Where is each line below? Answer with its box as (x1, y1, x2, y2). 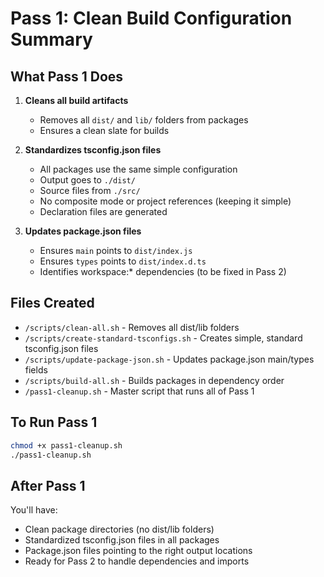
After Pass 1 (10, 477, 86, 494)
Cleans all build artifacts (24, 95, 129, 106)
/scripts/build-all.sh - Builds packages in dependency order (24, 374, 285, 386)
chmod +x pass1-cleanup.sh (10, 440, 123, 451)
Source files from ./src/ (39, 185, 141, 196)
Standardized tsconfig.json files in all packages (24, 534, 220, 546)
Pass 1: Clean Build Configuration (10, 7, 293, 30)
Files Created (10, 295, 95, 312)
